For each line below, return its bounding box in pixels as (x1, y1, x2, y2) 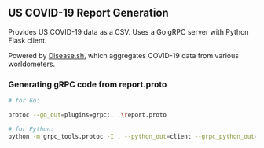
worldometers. (8, 59, 56, 68)
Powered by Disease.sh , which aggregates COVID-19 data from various (8, 50, 240, 60)
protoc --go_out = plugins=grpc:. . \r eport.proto (8, 110, 167, 119)
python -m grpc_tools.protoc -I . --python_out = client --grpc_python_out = (8, 132, 258, 140)
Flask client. (8, 35, 47, 45)
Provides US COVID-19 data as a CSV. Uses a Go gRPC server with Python (8, 27, 249, 36)
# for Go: (8, 97, 41, 105)
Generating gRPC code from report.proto (8, 79, 167, 90)
